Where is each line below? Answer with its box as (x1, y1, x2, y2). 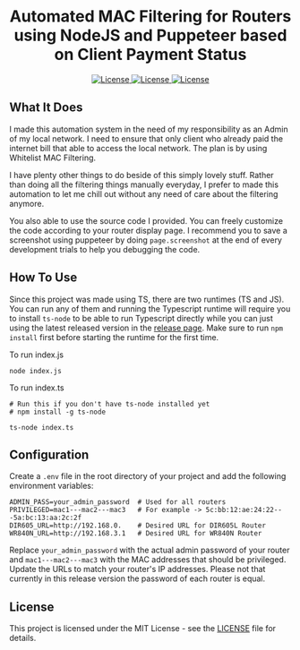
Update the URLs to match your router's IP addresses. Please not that (9, 564, 266, 575)
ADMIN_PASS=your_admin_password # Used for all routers (9, 498, 227, 507)
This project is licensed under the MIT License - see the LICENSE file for (9, 623, 276, 634)
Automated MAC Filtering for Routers (9, 6, 292, 27)
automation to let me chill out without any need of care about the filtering (9, 188, 279, 199)
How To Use (9, 270, 78, 286)
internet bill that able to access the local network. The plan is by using (9, 142, 268, 153)
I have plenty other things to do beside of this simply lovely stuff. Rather (9, 169, 275, 180)
